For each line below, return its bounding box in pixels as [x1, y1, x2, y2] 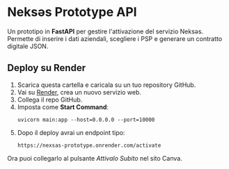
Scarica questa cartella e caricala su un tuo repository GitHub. [17, 81, 196, 89]
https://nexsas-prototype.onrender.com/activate [17, 142, 161, 149]
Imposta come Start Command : [17, 102, 109, 111]
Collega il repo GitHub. [17, 95, 83, 104]
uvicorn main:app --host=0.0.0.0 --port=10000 [17, 116, 155, 123]
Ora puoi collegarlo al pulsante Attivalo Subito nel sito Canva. [7, 154, 182, 162]
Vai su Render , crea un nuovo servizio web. [17, 88, 141, 96]
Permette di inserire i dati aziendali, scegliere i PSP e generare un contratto [7, 34, 223, 42]
